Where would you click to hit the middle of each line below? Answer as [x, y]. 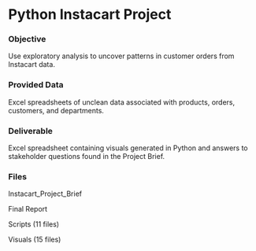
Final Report [28, 209]
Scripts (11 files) [34, 224]
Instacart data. [32, 65]
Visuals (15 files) [35, 240]
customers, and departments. [56, 110]
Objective [27, 39]
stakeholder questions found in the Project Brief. [87, 157]
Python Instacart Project [90, 15]
